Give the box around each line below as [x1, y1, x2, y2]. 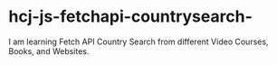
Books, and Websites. [8, 45, 90, 56]
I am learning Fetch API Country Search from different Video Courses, [8, 36, 269, 47]
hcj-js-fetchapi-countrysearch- [8, 6, 253, 27]
